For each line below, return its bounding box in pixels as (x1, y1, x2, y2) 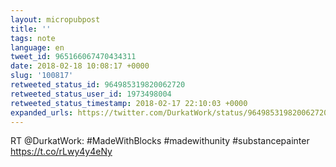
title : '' (10, 24, 52, 34)
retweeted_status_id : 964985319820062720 (10, 80, 186, 90)
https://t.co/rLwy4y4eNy (10, 146, 113, 158)
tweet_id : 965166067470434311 (10, 52, 137, 62)
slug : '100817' (10, 71, 74, 81)
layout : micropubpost (10, 14, 101, 25)
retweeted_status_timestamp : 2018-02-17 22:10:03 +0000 (10, 98, 248, 108)
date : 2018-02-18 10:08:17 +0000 (10, 61, 150, 71)
